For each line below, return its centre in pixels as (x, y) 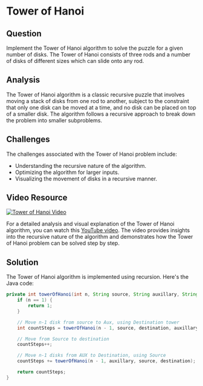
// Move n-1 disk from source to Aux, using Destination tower (98, 322)
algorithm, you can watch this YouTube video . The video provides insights (98, 230)
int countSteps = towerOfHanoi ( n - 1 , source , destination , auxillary (108, 328)
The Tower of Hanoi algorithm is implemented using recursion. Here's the (98, 277)
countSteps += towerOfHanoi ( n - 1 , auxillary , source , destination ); (107, 361)
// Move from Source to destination (63, 339)
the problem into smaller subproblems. (54, 120)
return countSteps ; (42, 372)
